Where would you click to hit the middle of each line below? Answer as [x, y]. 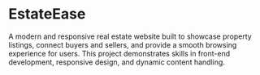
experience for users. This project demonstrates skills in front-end [119, 53]
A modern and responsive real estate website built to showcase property [130, 36]
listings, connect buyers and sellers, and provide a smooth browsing [123, 44]
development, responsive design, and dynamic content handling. [117, 62]
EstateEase [47, 14]
